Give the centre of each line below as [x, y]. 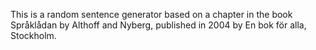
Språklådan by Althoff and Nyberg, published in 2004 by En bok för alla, [158, 25]
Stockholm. [33, 35]
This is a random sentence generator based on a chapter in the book [151, 14]
